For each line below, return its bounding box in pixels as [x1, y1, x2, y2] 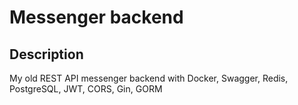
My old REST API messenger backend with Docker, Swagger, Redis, [9, 72, 289, 84]
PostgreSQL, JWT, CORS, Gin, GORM [9, 83, 163, 95]
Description [9, 46, 84, 63]
